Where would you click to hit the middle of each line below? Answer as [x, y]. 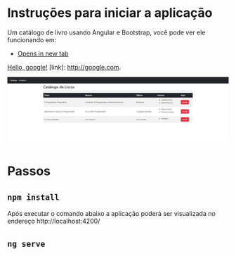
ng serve [26, 244]
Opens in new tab [43, 53]
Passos [29, 171]
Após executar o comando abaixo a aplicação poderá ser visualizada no [111, 214]
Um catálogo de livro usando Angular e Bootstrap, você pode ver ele [106, 32]
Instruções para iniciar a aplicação [110, 13]
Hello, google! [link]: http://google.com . [64, 67]
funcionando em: [32, 39]
